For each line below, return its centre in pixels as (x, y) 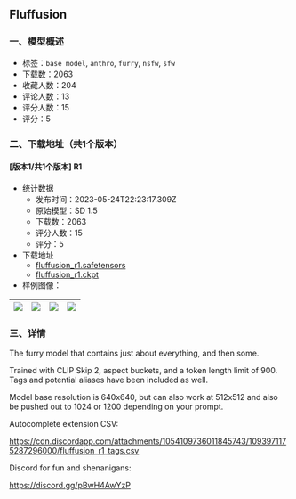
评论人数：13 (46, 96)
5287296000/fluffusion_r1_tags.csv (74, 451)
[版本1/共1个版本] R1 (46, 167)
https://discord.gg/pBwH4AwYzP (70, 486)
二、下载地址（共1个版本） (66, 143)
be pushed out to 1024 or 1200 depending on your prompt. (116, 407)
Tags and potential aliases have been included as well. (109, 380)
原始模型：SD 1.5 (66, 210)
